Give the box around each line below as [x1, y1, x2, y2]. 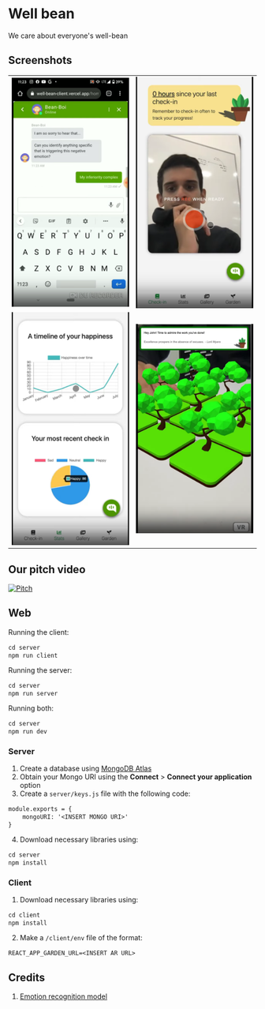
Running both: [8, 703, 54, 713]
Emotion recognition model [19, 992, 108, 1001]
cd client [8, 911, 41, 920]
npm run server [8, 689, 58, 697]
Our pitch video [8, 562, 86, 576]
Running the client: [8, 627, 69, 636]
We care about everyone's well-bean [8, 31, 129, 40]
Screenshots [8, 54, 73, 67]
